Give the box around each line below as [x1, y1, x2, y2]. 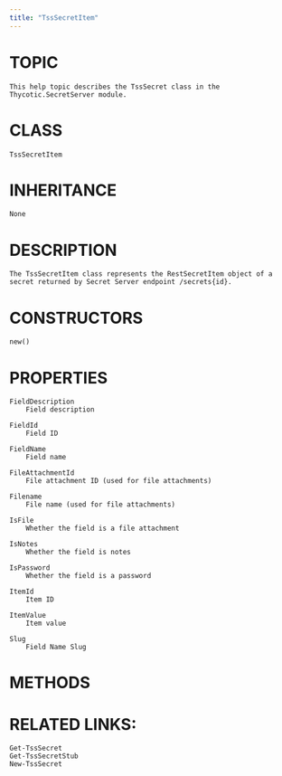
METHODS [9, 673, 90, 693]
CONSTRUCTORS [9, 308, 144, 328]
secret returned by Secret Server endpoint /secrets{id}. [9, 278, 232, 287]
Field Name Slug [25, 643, 88, 652]
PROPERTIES [9, 367, 108, 388]
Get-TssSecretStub [9, 752, 79, 761]
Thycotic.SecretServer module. [9, 90, 127, 99]
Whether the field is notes [25, 548, 131, 557]
